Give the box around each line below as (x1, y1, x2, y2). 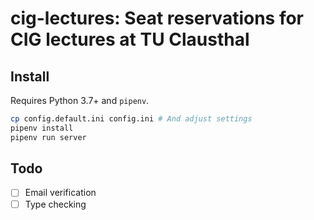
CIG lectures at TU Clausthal (10, 28, 250, 51)
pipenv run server (10, 132, 87, 142)
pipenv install (10, 123, 74, 133)
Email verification (24, 187, 97, 199)
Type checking (24, 198, 87, 210)
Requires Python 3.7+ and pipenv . (10, 95, 150, 106)
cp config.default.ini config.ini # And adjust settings (10, 114, 253, 124)
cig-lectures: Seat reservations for (10, 7, 305, 30)
